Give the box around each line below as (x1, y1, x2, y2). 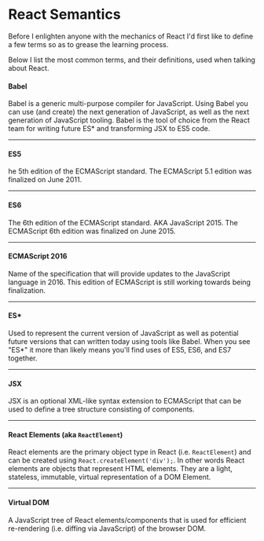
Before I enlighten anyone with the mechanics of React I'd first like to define (8, 31, 254, 41)
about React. (8, 63, 49, 72)
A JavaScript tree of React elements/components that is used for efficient (8, 515, 247, 525)
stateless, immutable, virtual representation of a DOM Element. (8, 473, 211, 482)
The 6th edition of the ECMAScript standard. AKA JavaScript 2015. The (8, 217, 238, 227)
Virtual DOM (8, 497, 49, 507)
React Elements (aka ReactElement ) (8, 430, 123, 439)
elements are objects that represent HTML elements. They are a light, (8, 464, 233, 473)
